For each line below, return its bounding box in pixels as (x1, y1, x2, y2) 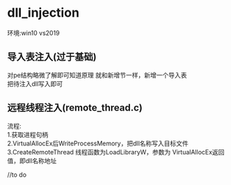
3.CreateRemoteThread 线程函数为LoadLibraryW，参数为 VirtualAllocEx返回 (7, 147, 225, 156)
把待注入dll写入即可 (7, 79, 63, 88)
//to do (7, 170, 26, 179)
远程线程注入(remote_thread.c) (7, 102, 143, 114)
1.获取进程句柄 (7, 130, 49, 138)
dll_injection (7, 5, 80, 21)
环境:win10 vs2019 (7, 29, 61, 37)
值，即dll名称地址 (7, 156, 57, 165)
